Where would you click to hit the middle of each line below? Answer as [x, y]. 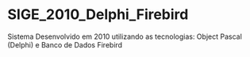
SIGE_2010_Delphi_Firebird [98, 15]
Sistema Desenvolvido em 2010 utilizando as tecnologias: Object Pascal [125, 36]
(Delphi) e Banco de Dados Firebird [65, 44]
